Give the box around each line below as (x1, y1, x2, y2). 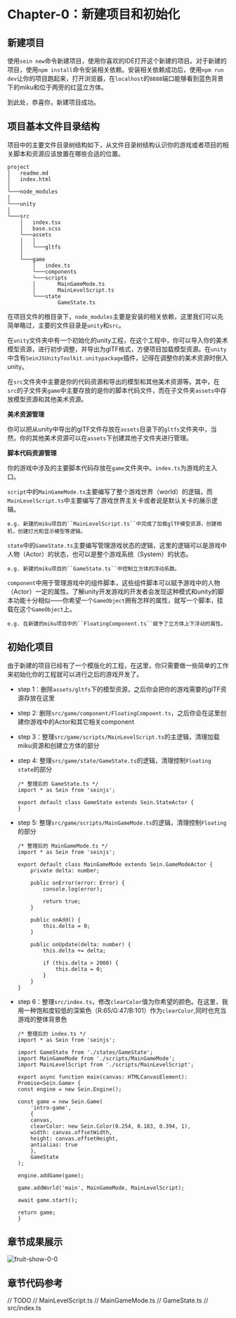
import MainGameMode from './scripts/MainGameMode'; (17, 1055, 176, 1062)
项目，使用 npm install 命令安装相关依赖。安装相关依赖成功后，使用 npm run (7, 65, 224, 74)
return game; (17, 1209, 56, 1216)
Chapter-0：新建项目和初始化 (7, 6, 181, 23)
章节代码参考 (7, 1277, 63, 1289)
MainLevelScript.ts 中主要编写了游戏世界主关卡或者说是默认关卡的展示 (7, 496, 212, 504)
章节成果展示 (7, 1236, 63, 1248)
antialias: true (30, 1141, 78, 1148)
